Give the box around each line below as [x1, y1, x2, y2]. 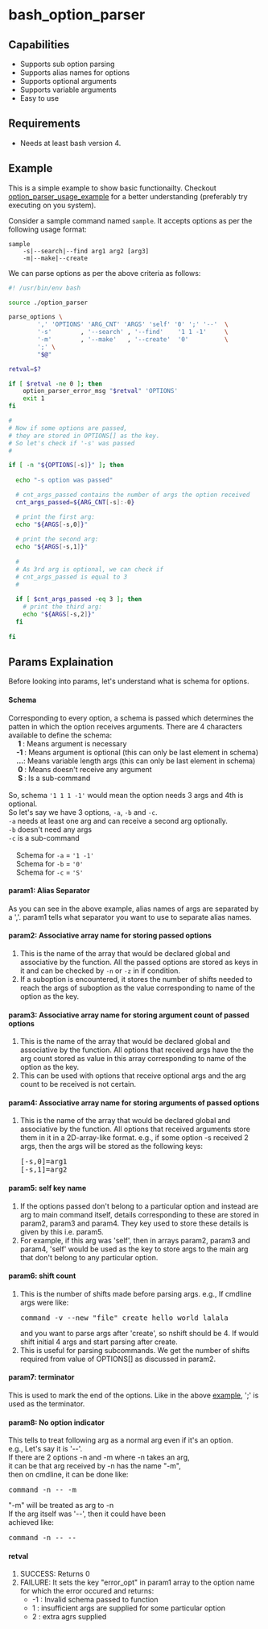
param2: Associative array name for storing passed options [8, 930, 212, 941]
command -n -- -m [8, 1485, 76, 1494]
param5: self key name [8, 1184, 87, 1193]
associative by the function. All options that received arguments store [19, 1124, 251, 1134]
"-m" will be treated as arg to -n [8, 1501, 114, 1510]
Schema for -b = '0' [15, 858, 84, 868]
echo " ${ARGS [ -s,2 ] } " [23, 611, 95, 619]
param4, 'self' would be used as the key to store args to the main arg [19, 1244, 249, 1254]
